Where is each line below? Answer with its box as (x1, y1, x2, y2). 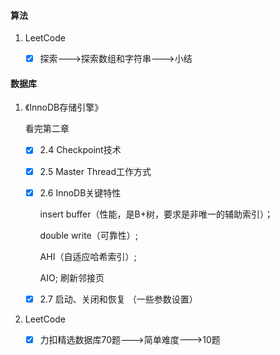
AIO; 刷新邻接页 (39, 271, 105, 284)
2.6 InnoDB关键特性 (39, 186, 122, 199)
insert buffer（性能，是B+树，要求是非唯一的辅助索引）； (39, 208, 273, 220)
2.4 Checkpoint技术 (39, 144, 122, 156)
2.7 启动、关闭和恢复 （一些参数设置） (39, 293, 198, 305)
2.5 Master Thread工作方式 (39, 165, 152, 177)
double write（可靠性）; (39, 229, 138, 241)
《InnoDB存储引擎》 (24, 101, 104, 114)
